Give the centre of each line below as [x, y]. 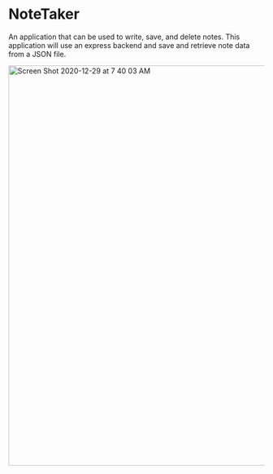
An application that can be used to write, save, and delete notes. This [124, 37]
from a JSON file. [37, 54]
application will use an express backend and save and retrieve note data [129, 45]
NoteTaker [44, 14]
